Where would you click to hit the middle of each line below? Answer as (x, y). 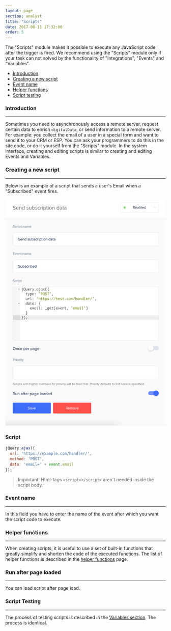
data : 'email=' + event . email (42, 464)
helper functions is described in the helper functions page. (67, 559)
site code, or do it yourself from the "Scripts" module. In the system (76, 146)
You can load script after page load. (43, 588)
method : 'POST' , (27, 459)
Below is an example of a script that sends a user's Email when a (73, 185)
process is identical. (26, 623)
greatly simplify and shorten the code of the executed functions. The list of (84, 554)
